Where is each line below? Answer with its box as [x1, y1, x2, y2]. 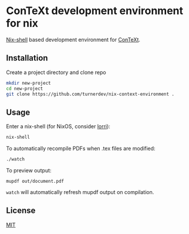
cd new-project [6, 85, 43, 92]
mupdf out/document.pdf [6, 178, 65, 184]
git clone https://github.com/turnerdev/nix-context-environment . [6, 91, 175, 97]
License [6, 206, 36, 216]
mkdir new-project [6, 80, 51, 86]
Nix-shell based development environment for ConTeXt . [6, 36, 141, 43]
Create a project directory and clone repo [6, 69, 107, 76]
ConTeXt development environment [6, 4, 184, 18]
